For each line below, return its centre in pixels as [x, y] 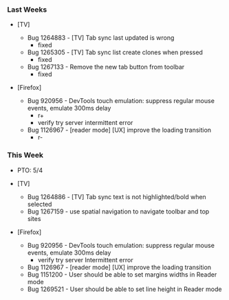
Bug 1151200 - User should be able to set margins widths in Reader [122, 274]
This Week [25, 155]
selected [40, 204]
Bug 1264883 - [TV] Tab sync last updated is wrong [101, 38]
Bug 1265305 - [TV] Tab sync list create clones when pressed [115, 52]
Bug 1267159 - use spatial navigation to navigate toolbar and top [118, 211]
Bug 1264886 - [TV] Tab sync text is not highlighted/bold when [117, 196]
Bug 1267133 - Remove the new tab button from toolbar [106, 67]
